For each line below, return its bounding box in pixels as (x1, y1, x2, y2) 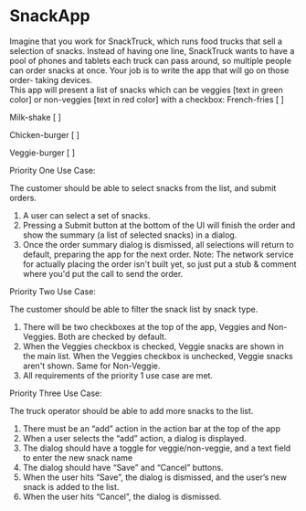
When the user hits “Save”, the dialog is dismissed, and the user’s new (22, 472, 288, 483)
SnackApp (9, 5, 90, 27)
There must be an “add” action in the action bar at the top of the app (22, 422, 281, 434)
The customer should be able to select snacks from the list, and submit (9, 182, 277, 193)
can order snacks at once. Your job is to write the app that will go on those (9, 65, 290, 76)
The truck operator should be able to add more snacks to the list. (9, 405, 254, 416)
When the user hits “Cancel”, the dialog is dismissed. (22, 491, 222, 502)
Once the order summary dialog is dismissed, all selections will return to (22, 239, 294, 250)
